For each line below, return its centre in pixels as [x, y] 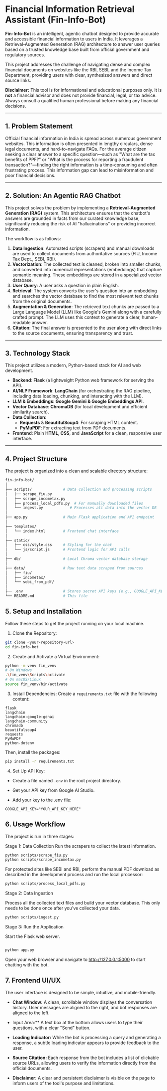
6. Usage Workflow [35, 824]
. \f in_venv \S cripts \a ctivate [35, 675]
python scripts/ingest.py [32, 917]
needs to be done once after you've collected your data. [63, 908]
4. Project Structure [36, 459]
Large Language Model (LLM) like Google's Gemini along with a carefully [87, 312]
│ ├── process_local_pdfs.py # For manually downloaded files [74, 503]
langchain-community [27, 721]
